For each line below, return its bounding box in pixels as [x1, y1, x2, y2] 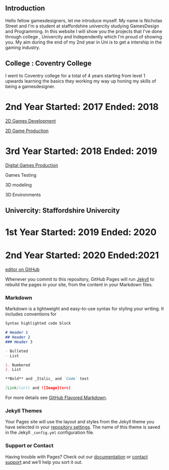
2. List [5, 367, 22, 372]
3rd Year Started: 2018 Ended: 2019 [5, 145, 157, 156]
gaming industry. [5, 44, 40, 50]
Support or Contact [5, 442, 54, 449]
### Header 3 [5, 339, 33, 344]
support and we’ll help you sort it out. [5, 459, 83, 465]
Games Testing [5, 172, 37, 178]
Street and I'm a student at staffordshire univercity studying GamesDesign [5, 23, 159, 29]
